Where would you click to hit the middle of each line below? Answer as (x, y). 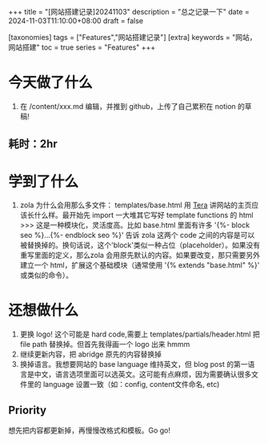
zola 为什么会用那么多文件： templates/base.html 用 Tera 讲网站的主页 (136, 205)
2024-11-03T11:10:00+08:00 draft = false (76, 21)
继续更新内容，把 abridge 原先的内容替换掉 (91, 354)
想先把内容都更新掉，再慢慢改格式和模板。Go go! (89, 430)
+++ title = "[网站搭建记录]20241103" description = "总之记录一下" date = (129, 12)
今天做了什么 (51, 83)
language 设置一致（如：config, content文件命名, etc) (131, 385)
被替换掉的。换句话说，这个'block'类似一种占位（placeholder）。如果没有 (140, 245)
